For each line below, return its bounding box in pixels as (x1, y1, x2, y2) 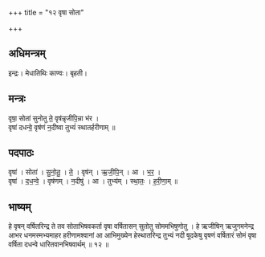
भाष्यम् (8, 200, 31, 214)
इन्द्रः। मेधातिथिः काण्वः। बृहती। (8, 68, 88, 78)
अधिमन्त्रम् (8, 47, 46, 60)
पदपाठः (8, 146, 35, 160)
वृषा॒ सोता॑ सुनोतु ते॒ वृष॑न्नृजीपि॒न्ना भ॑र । (8, 113, 100, 123)
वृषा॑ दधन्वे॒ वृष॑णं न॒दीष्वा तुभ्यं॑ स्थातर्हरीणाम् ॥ (8, 122, 116, 132)
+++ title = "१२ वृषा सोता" (8, 8, 84, 17)
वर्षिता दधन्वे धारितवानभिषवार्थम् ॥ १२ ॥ (8, 239, 109, 249)
